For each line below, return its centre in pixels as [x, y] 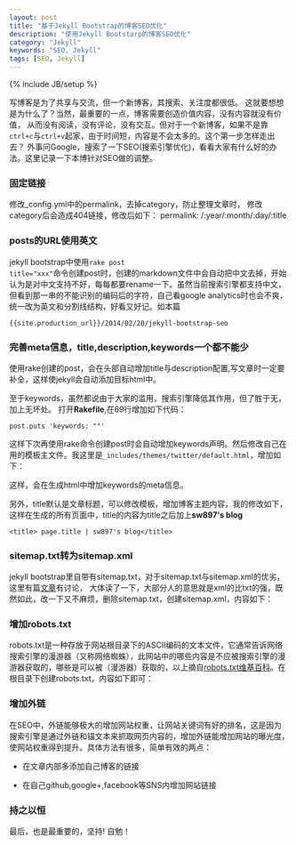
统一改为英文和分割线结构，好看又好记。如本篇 [95, 306]
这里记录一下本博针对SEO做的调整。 [91, 158]
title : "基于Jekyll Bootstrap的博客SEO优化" [88, 26]
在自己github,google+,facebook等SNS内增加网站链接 [119, 785]
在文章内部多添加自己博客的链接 [80, 766]
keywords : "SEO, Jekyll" [55, 51]
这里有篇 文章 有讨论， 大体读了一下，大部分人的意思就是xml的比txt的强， [142, 588]
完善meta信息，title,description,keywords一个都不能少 [129, 347]
